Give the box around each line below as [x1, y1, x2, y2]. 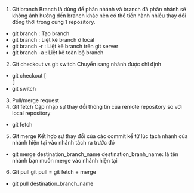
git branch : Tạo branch [11, 30, 70, 37]
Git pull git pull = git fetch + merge [11, 169, 97, 176]
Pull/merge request [11, 97, 60, 104]
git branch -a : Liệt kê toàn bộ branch [11, 49, 104, 56]
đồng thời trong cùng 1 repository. [11, 19, 96, 25]
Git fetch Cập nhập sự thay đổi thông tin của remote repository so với [11, 103, 182, 110]
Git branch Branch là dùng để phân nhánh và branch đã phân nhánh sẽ [11, 6, 186, 13]
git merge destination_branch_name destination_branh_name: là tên [11, 151, 179, 158]
